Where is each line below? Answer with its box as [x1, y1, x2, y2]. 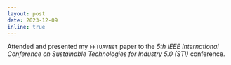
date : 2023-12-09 [7, 17, 58, 24]
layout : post [7, 10, 46, 17]
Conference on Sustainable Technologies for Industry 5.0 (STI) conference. [7, 50, 225, 58]
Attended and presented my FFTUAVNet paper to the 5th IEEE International [7, 43, 219, 51]
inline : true [7, 23, 46, 30]
